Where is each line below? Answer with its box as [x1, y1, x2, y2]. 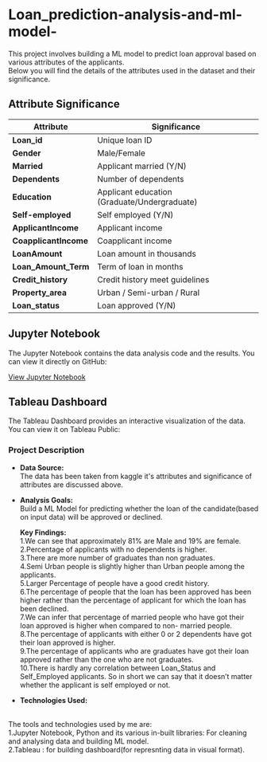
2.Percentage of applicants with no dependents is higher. [19, 544, 208, 554]
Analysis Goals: [19, 495, 73, 505]
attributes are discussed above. [19, 480, 123, 489]
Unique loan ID [96, 134, 153, 145]
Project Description [8, 445, 85, 456]
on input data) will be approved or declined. [19, 512, 163, 521]
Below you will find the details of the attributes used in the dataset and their [8, 65, 256, 75]
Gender [12, 147, 41, 159]
